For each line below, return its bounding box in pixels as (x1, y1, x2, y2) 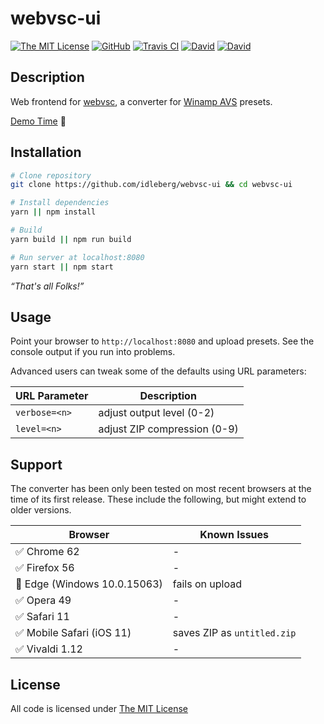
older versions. (10, 504, 72, 516)
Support (10, 456, 63, 473)
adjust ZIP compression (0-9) (98, 422, 239, 436)
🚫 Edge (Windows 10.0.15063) (15, 577, 163, 591)
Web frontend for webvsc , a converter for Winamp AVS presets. (10, 95, 273, 107)
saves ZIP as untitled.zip (172, 626, 297, 640)
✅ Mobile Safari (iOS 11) (15, 626, 132, 640)
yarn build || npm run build (10, 234, 132, 244)
